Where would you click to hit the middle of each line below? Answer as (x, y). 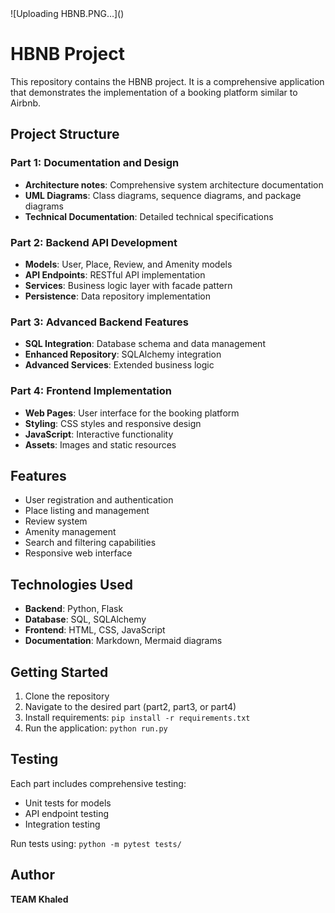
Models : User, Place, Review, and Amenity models (128, 264)
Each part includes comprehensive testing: (98, 783)
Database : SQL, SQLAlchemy (85, 619)
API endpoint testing (67, 813)
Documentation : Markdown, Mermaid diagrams (123, 641)
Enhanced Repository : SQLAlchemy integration (123, 354)
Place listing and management (87, 511)
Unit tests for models (68, 803)
